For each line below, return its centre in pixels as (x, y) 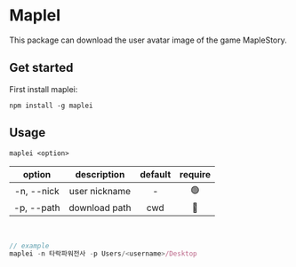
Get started (41, 68)
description (100, 174)
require (195, 174)
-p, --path (37, 208)
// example (29, 246)
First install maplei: (44, 89)
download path (100, 208)
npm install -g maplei (51, 106)
